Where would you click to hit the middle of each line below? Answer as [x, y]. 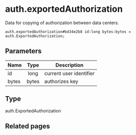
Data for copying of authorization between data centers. [62, 23]
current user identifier [69, 73]
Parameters [23, 51]
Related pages [28, 126]
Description [69, 65]
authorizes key [61, 81]
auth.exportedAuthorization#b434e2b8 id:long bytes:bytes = [68, 32]
